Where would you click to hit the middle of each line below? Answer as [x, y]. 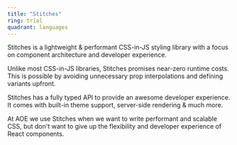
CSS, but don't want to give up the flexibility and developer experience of [115, 127]
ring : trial [25, 21]
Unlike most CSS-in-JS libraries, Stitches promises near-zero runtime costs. [118, 69]
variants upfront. [32, 84]
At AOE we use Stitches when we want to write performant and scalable [112, 119]
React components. [36, 134]
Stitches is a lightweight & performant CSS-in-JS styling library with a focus [118, 48]
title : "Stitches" [34, 14]
